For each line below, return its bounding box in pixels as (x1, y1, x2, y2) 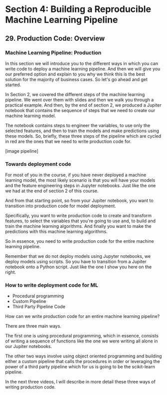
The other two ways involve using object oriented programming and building (5, 353, 162, 359)
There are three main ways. (5, 323, 61, 329)
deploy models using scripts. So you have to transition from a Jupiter (5, 259, 147, 265)
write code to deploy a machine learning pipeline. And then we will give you (5, 66, 161, 72)
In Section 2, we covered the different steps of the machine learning (5, 91, 145, 97)
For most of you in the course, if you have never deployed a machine (5, 172, 147, 178)
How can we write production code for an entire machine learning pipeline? (5, 313, 160, 319)
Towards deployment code (5, 160, 71, 167)
